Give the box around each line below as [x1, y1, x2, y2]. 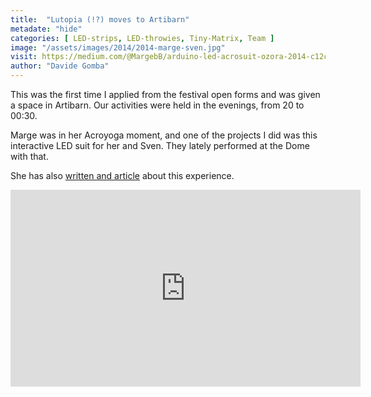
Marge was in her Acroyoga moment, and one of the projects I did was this [10, 129, 318, 141]
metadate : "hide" [10, 24, 83, 34]
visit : [10, 52, 38, 62]
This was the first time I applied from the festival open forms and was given [10, 89, 321, 100]
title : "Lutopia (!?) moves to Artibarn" [10, 14, 190, 25]
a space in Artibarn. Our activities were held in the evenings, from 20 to [10, 99, 305, 111]
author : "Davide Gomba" [10, 61, 110, 71]
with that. [10, 151, 49, 162]
